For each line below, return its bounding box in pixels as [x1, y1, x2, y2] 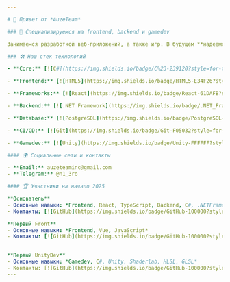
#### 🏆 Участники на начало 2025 [7, 183, 105, 190]
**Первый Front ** [7, 220, 57, 227]
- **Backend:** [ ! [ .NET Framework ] [7, 103, 109, 110]
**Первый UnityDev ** [7, 252, 66, 259]
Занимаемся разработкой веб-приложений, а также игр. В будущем [7, 40, 194, 48]
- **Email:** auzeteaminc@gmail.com [7, 164, 112, 171]
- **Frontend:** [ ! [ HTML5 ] [7, 78, 84, 85]
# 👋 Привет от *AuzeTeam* [7, 16, 81, 23]
